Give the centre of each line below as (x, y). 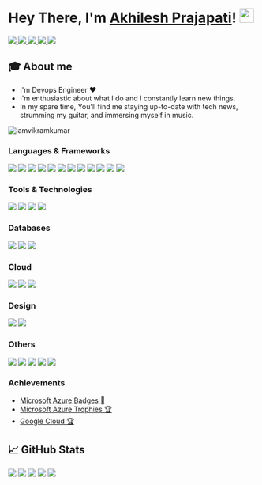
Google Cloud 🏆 (47, 421)
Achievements (37, 383)
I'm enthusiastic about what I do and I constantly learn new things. (127, 98)
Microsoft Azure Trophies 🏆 (65, 409)
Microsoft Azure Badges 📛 (62, 400)
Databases (29, 228)
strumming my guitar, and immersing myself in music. (107, 115)
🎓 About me (40, 67)
